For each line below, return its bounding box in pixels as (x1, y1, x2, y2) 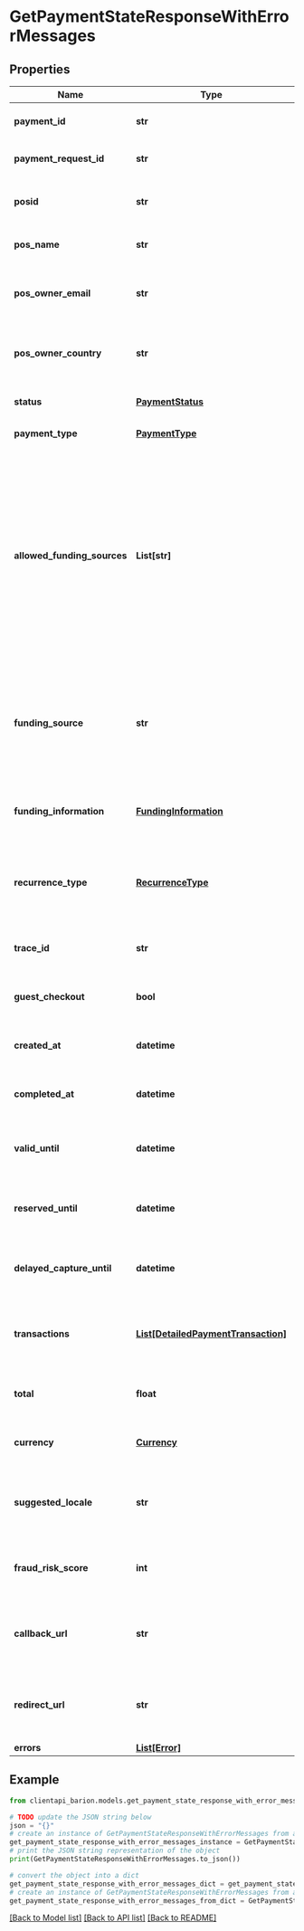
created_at (14, 1039, 62, 1051)
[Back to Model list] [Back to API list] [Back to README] (9, 1912, 217, 1924)
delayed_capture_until (14, 1262, 112, 1274)
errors (14, 1742, 42, 1754)
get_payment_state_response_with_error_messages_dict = (9, 1879, 224, 1888)
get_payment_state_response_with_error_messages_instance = (9, 1838, 242, 1847)
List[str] (135, 549, 172, 562)
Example (9, 1772, 60, 1788)
